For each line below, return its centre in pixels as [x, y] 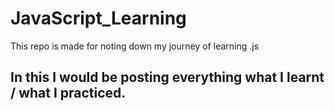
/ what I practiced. [68, 93]
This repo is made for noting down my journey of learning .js [135, 46]
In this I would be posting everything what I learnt [167, 77]
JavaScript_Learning [98, 18]
